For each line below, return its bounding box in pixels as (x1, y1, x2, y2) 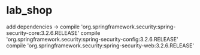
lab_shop (6, 4, 53, 17)
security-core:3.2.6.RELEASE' (6, 29, 80, 36)
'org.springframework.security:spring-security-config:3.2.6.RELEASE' (6, 35, 178, 43)
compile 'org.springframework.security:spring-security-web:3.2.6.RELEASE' (6, 42, 195, 49)
